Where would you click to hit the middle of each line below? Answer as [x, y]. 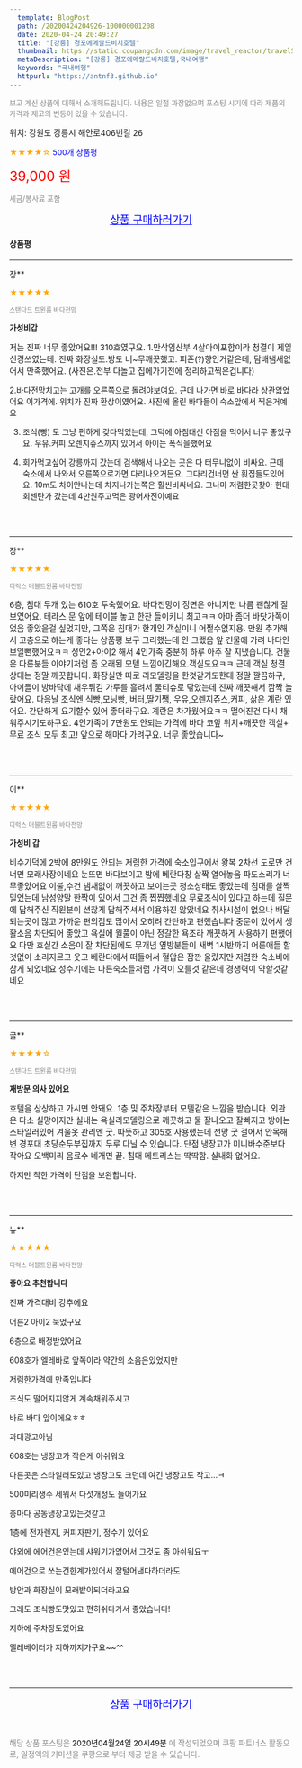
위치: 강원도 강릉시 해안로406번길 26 [76, 132]
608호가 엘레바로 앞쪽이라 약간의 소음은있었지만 [93, 1360]
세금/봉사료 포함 [35, 199]
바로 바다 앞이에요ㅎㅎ [48, 1417]
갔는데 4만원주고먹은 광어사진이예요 [116, 495]
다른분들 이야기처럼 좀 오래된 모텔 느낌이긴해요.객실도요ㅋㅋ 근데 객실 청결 [152, 664]
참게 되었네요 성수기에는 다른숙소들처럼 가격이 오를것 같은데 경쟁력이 [133, 968]
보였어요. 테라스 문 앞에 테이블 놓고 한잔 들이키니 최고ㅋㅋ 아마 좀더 [130, 616]
